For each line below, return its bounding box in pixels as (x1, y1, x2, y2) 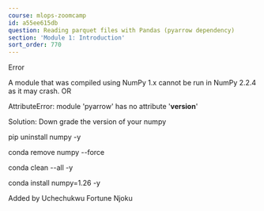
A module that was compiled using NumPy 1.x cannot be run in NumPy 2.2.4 (8, 78, 257, 88)
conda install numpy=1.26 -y (8, 179, 101, 188)
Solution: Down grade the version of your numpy (8, 117, 167, 126)
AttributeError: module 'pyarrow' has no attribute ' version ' (8, 102, 198, 111)
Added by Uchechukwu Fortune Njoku (8, 194, 133, 203)
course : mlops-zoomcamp (8, 11, 87, 20)
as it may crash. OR (8, 86, 72, 96)
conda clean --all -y (8, 163, 74, 172)
